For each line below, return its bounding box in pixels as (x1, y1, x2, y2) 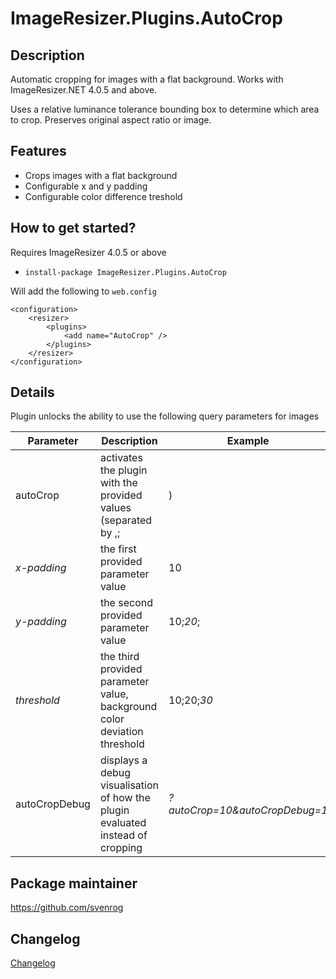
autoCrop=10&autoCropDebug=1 (168, 803, 328, 817)
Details (10, 384, 55, 401)
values (99, 501, 132, 515)
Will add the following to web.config (10, 285, 157, 297)
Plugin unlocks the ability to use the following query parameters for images (10, 410, 320, 422)
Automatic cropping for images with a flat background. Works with (10, 73, 284, 85)
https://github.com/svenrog (10, 902, 124, 914)
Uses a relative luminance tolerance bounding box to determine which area (10, 103, 320, 115)
